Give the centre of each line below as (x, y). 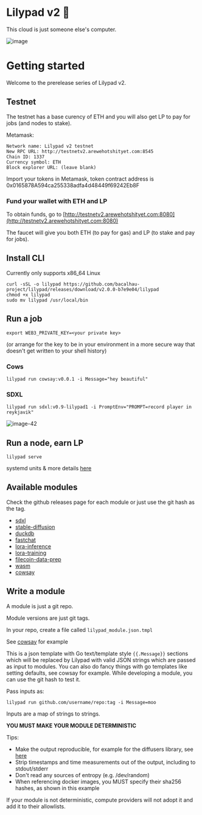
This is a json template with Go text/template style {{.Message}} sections (97, 653)
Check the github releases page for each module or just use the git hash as (100, 502)
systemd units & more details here (49, 469)
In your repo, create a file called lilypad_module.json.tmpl (80, 630)
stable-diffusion (35, 526)
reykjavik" (20, 412)
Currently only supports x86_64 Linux (53, 273)
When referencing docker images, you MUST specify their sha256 (98, 781)
